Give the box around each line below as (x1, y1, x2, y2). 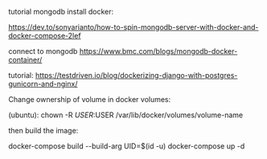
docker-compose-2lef (8, 31, 82, 40)
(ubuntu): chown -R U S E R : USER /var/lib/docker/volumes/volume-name (8, 110, 244, 120)
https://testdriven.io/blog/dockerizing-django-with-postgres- (35, 71, 238, 79)
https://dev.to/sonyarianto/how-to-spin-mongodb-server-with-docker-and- (8, 22, 259, 31)
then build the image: (8, 126, 79, 135)
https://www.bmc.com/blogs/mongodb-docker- (79, 47, 238, 55)
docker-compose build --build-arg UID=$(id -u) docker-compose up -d (8, 141, 245, 151)
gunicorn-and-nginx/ (8, 79, 78, 88)
